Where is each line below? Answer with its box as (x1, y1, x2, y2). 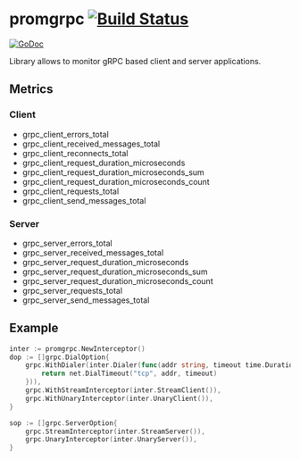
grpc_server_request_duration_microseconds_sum (21, 266, 208, 277)
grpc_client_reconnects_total (21, 147, 129, 158)
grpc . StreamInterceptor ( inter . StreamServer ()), (25, 427, 205, 436)
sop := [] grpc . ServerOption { (9, 418, 118, 428)
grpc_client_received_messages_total (21, 138, 161, 149)
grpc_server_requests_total (21, 285, 123, 296)
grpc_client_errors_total (21, 129, 109, 139)
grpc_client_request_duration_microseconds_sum (21, 166, 205, 178)
